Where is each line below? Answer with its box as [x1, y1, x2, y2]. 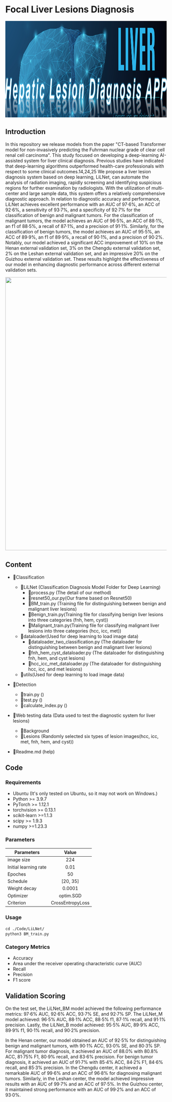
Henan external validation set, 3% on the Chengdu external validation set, [5, 245, 161, 251]
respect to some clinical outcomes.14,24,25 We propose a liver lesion [5, 168, 151, 174]
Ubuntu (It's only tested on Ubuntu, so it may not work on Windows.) [12, 790, 158, 797]
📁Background [20, 728, 50, 734]
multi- [151, 185, 164, 191]
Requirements [5, 779, 41, 786]
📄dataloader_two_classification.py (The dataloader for [28, 639, 142, 645]
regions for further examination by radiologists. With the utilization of [5, 185, 150, 191]
